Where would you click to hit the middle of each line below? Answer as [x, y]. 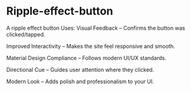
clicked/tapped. [26, 34]
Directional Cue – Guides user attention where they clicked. [80, 69]
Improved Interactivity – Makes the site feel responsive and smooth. [91, 46]
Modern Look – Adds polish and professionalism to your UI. [80, 81]
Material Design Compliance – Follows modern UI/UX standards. [86, 58]
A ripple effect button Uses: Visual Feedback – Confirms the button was [96, 28]
